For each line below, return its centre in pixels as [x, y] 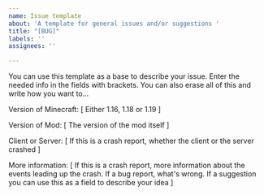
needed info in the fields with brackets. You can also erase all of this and [130, 85]
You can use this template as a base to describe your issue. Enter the [124, 76]
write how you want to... [49, 93]
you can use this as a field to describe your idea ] [91, 183]
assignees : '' [32, 46]
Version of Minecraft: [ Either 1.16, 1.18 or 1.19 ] [84, 110]
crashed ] [24, 149]
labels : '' [27, 39]
